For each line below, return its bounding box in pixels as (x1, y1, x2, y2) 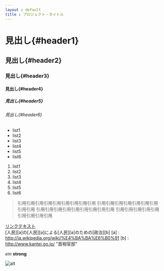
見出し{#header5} (5, 98, 43, 104)
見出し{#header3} (5, 73, 50, 79)
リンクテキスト (5, 223, 36, 229)
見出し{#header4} (5, 86, 43, 92)
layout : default (5, 7, 41, 12)
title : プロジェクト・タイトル (5, 12, 64, 17)
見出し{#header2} (5, 56, 62, 65)
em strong (5, 251, 27, 257)
